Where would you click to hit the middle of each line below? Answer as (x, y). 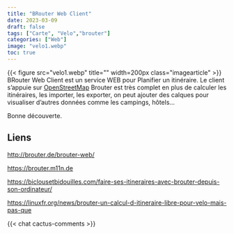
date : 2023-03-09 (32, 20)
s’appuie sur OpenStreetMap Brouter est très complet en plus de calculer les (117, 87)
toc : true (22, 53)
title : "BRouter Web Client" (49, 14)
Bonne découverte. (35, 115)
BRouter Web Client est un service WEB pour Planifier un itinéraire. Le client (116, 80)
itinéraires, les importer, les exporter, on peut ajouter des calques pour (108, 94)
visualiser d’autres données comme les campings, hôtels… (91, 102)
